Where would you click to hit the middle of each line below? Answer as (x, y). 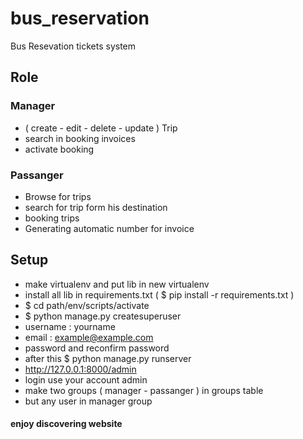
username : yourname (70, 326)
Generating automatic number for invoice (109, 228)
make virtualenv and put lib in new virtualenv (117, 284)
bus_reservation (80, 18)
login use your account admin (86, 379)
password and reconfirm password (97, 348)
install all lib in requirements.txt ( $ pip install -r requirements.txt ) (159, 294)
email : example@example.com (89, 337)
